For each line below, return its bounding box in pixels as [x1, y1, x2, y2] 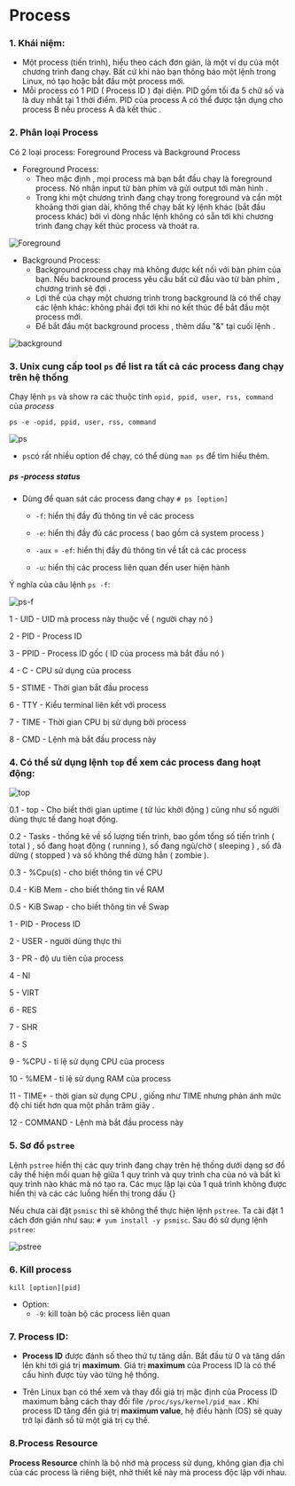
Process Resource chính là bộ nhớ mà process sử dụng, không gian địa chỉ [9, 1457, 284, 1468]
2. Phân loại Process [9, 126, 99, 138]
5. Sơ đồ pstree [9, 1139, 75, 1152]
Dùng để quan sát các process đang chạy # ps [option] [21, 493, 229, 504]
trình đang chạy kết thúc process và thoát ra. [35, 220, 199, 231]
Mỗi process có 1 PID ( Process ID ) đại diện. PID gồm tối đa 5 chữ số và [21, 85, 284, 96]
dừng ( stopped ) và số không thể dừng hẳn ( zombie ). [9, 850, 210, 861]
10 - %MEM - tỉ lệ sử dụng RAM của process [9, 1073, 171, 1084]
